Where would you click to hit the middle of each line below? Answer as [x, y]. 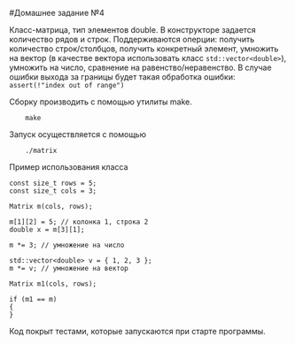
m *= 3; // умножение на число [67, 245]
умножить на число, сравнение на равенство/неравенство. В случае [140, 67]
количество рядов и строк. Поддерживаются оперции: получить [132, 39]
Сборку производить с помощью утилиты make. [101, 102]
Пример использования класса [69, 167]
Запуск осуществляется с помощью [78, 134]
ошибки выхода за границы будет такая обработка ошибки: [122, 77]
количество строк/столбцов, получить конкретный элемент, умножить [144, 49]
